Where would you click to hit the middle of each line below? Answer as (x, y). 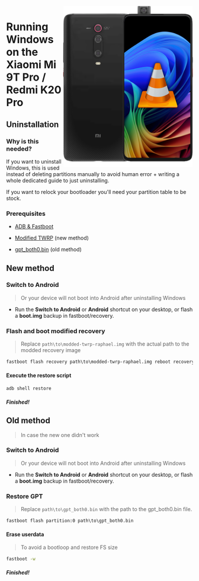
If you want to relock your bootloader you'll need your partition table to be (96, 191)
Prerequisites (26, 213)
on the (22, 52)
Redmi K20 (34, 90)
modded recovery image (51, 350)
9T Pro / (26, 77)
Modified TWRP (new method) (52, 238)
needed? (19, 149)
